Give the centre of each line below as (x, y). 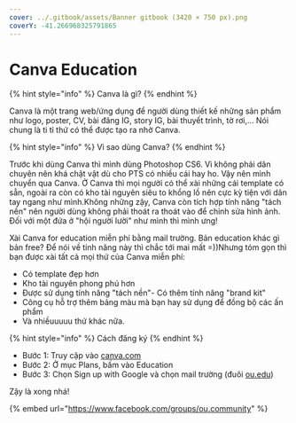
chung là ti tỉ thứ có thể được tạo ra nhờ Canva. (95, 130)
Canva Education (73, 70)
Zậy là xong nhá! (39, 392)
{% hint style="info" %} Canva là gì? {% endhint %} (103, 94)
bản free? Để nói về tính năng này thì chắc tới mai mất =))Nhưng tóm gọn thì (148, 247)
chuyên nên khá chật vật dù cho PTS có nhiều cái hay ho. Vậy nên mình (140, 174)
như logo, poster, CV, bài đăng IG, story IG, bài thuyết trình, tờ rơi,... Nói (139, 121)
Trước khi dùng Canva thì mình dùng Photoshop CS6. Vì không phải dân (140, 164)
